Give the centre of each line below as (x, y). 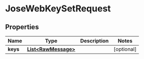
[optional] (125, 49)
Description (94, 41)
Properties (22, 27)
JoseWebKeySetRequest (58, 9)
